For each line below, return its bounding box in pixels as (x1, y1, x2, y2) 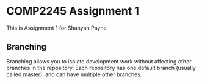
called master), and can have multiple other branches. (6, 71, 142, 78)
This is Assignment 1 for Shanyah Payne (6, 24, 107, 31)
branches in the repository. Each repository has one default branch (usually (6, 64, 197, 71)
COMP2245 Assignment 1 (6, 4, 139, 18)
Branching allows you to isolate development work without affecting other (6, 57, 192, 65)
